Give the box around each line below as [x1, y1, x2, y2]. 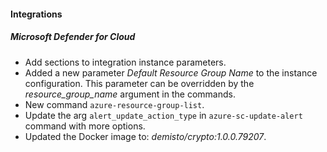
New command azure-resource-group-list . [24, 98, 205, 110]
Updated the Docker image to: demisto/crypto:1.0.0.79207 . [24, 130, 267, 142]
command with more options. [24, 120, 146, 132]
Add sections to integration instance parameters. [24, 56, 227, 68]
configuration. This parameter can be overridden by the [24, 77, 255, 89]
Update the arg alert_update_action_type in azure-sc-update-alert [24, 109, 303, 121]
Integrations [10, 8, 63, 20]
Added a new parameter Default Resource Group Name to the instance [24, 66, 318, 79]
